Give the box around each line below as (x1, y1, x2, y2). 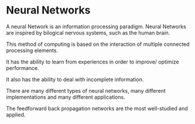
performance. (6, 64, 39, 71)
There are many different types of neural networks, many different (6, 87, 166, 94)
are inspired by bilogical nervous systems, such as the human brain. (6, 29, 170, 36)
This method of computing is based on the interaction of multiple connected (6, 41, 190, 48)
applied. (6, 111, 26, 118)
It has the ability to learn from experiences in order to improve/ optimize (6, 58, 180, 65)
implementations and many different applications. (6, 93, 125, 100)
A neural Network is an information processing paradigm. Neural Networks (6, 23, 186, 30)
